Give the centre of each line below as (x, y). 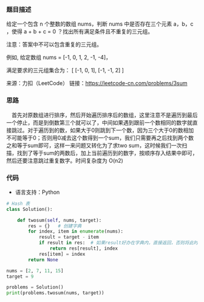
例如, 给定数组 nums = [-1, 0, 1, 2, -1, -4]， (59, 57)
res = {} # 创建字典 (55, 226)
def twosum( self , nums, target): (59, 220)
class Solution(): (29, 209)
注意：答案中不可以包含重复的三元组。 (54, 44)
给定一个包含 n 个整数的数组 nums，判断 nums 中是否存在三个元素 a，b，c (100, 24)
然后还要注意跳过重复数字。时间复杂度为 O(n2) (65, 160)
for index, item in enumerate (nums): (76, 232)
